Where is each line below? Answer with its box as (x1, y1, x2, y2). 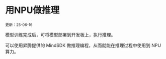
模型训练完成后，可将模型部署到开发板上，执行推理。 (5, 31, 116, 37)
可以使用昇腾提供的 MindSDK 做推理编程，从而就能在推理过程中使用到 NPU (5, 42, 161, 48)
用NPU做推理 (5, 4, 59, 16)
